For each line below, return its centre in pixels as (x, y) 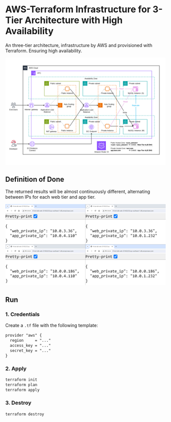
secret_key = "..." (31, 351)
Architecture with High (74, 20)
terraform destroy (25, 414)
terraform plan (21, 385)
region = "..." (31, 341)
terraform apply (22, 390)
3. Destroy (18, 403)
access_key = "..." (31, 346)
